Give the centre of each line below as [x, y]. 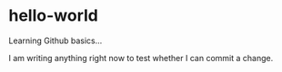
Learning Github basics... [55, 40]
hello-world [54, 16]
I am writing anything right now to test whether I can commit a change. [141, 58]
